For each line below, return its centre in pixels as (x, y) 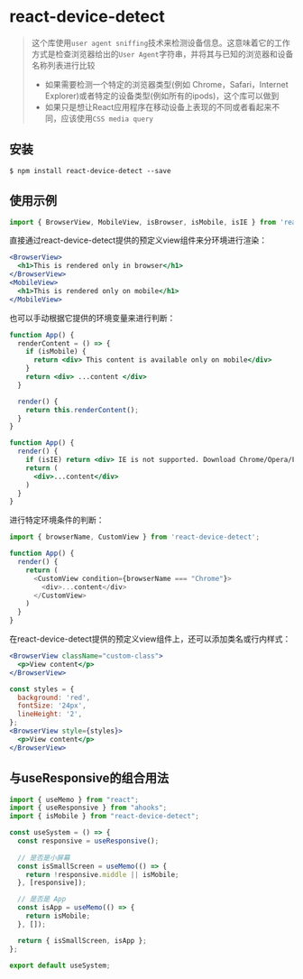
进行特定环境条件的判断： (57, 520)
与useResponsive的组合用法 (89, 778)
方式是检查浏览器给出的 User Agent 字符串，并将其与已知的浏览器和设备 (162, 54)
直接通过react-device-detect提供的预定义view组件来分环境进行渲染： (138, 240)
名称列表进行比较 (63, 65)
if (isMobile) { (56, 352)
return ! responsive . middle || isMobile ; (102, 874)
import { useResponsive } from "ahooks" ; (88, 808)
